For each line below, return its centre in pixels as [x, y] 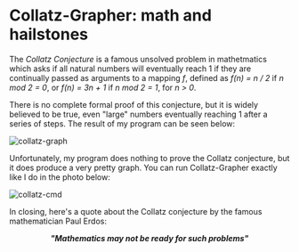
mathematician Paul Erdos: [58, 221]
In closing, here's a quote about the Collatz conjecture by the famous [136, 211]
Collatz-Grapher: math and [110, 16]
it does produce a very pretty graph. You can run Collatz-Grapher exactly [143, 167]
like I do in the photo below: [60, 177]
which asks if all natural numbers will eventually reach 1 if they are [130, 69]
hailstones [49, 34]
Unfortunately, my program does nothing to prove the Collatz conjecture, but [149, 158]
